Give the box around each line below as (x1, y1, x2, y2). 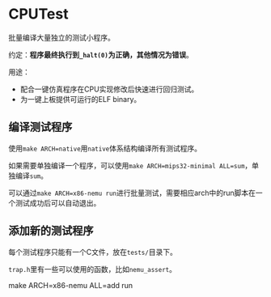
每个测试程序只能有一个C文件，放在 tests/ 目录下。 (8, 247, 178, 257)
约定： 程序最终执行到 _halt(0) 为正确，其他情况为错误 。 (8, 49, 194, 59)
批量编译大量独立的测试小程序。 (8, 32, 115, 42)
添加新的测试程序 (8, 224, 94, 238)
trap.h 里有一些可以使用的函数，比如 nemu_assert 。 (8, 264, 176, 274)
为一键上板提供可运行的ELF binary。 (19, 94, 142, 104)
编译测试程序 (8, 121, 73, 134)
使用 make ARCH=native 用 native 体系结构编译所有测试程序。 (8, 143, 202, 153)
